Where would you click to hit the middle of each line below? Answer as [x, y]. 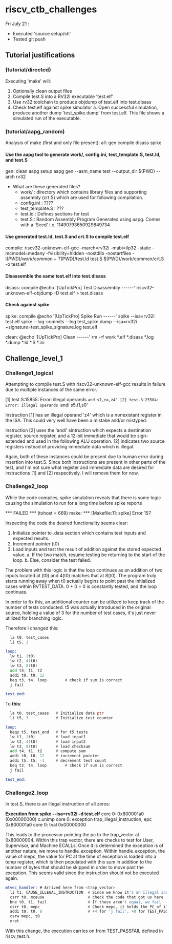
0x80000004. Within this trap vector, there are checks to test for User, [80, 840]
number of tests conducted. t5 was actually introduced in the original [78, 607]
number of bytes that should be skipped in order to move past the [75, 868]
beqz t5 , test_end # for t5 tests [49, 732]
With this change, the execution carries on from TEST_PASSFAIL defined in [84, 931]
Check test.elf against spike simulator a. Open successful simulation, [85, 107]
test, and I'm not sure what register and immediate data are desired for [80, 467]
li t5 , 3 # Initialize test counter [62, 718]
